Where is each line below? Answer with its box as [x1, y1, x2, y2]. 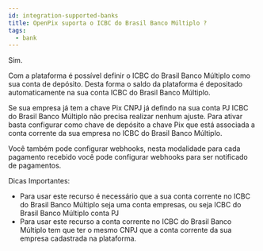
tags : [8, 26, 26, 34]
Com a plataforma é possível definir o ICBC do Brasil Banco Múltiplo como [8, 71, 251, 80]
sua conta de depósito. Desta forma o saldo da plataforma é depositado [8, 79, 243, 89]
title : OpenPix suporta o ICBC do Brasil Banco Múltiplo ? [8, 19, 208, 27]
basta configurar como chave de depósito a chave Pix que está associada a [8, 120, 256, 129]
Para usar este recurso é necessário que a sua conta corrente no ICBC [19, 191, 251, 201]
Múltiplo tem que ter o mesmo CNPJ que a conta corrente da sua [19, 226, 232, 235]
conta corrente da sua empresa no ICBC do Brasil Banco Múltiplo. [8, 129, 223, 138]
